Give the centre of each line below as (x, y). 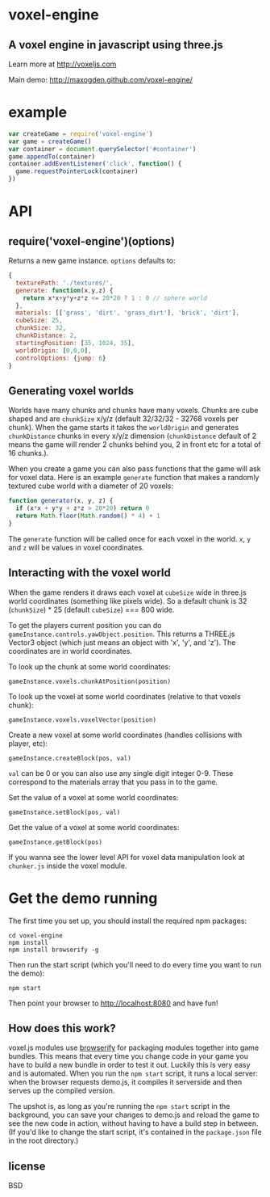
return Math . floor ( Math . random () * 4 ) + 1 (88, 516)
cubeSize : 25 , (39, 321)
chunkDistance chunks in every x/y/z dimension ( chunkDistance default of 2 (133, 436)
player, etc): (28, 743)
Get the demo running (83, 898)
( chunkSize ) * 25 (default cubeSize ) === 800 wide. (91, 609)
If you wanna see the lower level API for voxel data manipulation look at (127, 857)
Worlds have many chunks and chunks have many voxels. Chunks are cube (133, 411)
